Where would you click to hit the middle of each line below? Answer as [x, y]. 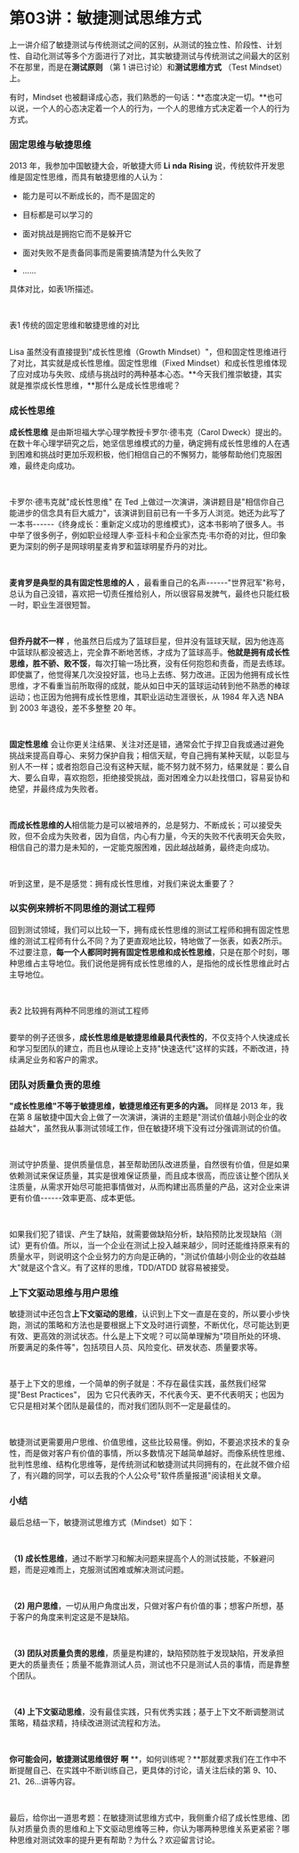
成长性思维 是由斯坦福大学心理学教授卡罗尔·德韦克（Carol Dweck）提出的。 [148, 432]
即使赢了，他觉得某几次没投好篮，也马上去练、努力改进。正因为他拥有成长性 [149, 674]
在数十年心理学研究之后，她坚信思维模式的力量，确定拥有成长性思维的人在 [145, 443]
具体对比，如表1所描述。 [54, 289]
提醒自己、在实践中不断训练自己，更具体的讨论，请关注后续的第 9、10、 [149, 1770]
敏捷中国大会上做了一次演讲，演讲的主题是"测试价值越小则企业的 [161, 1117]
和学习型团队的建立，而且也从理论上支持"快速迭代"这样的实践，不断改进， [145, 1048]
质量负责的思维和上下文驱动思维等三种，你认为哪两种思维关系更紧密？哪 [157, 1828]
